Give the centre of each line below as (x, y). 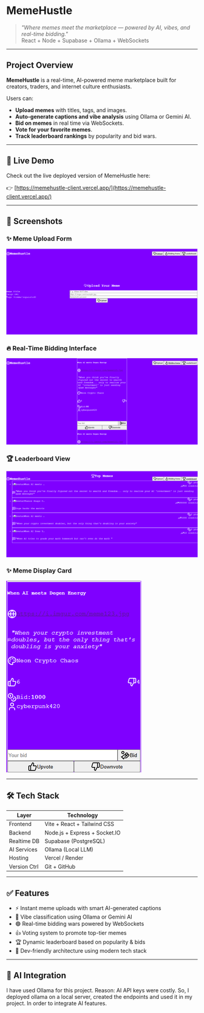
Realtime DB (24, 841)
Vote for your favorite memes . (54, 129)
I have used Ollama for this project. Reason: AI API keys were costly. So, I (98, 990)
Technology (83, 815)
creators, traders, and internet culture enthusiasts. (69, 86)
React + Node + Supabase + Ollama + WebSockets (85, 40)
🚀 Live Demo (30, 161)
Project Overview (40, 65)
